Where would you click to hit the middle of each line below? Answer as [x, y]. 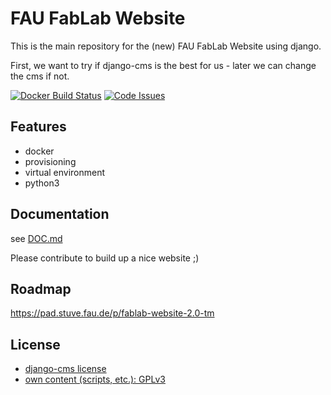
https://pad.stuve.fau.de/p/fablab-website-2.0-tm [112, 313]
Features [38, 127]
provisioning [50, 161]
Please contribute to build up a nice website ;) [105, 258]
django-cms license [65, 369]
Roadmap [41, 288]
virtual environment [65, 172]
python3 [42, 183]
